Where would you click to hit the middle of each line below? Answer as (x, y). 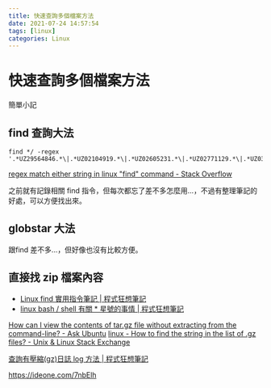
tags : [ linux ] (32, 31)
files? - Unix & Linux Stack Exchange (69, 342)
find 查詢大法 (41, 133)
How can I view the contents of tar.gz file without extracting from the (123, 325)
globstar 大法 (42, 228)
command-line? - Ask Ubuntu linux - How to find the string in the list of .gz (132, 333)
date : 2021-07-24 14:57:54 (54, 23)
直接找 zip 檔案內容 (56, 278)
